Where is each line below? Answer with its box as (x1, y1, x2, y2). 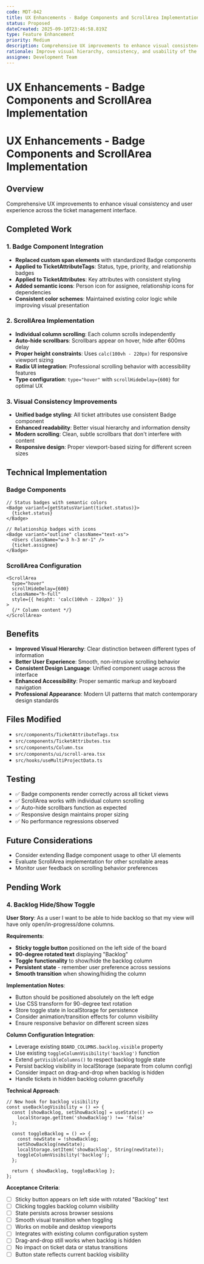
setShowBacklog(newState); (17, 1141, 86, 1148)
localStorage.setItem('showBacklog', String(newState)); (17, 1147, 165, 1153)
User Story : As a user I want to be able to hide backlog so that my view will (6, 914, 194, 922)
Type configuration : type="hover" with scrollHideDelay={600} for (15, 375, 180, 383)
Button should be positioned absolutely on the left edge (15, 993, 154, 1001)
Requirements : (6, 933, 44, 940)
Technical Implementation (6, 468, 107, 478)
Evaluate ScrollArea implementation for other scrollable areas (15, 858, 169, 865)
